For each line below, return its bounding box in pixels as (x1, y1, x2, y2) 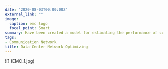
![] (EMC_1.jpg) (5, 58, 35, 64)
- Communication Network (5, 40, 57, 45)
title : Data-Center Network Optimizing (5, 44, 88, 49)
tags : (5, 35, 16, 40)
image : (5, 16, 19, 21)
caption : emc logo (9, 21, 48, 26)
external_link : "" (5, 12, 43, 17)
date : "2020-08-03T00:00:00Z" (5, 7, 68, 12)
